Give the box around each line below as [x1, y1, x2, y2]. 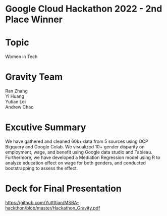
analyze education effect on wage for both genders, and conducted [5, 160, 146, 166]
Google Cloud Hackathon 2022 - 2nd [5, 3, 162, 15]
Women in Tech [5, 53, 38, 60]
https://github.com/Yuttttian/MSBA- [5, 199, 79, 205]
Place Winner [5, 14, 63, 25]
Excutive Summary [5, 122, 86, 133]
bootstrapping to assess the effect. [5, 165, 78, 171]
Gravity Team [5, 71, 63, 83]
